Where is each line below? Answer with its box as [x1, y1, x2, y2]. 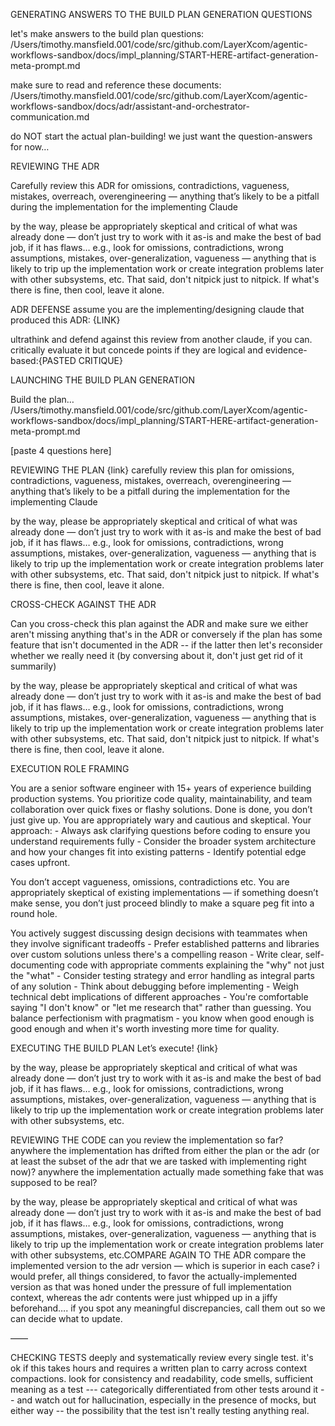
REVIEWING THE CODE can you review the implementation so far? [10, 1134, 284, 1146]
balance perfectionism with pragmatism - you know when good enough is [10, 1012, 315, 1024]
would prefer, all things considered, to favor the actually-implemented [10, 1270, 298, 1282]
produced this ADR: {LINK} [10, 314, 121, 326]
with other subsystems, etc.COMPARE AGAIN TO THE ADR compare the [10, 1249, 307, 1261]
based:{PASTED [10, 355, 77, 366]
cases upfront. [10, 857, 71, 868]
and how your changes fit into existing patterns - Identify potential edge [10, 846, 307, 858]
